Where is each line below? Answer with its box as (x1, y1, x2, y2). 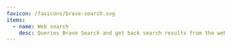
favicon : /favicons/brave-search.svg (6, 10, 116, 17)
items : (6, 17, 26, 23)
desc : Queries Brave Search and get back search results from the (19, 29, 215, 37)
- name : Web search (12, 23, 69, 30)
